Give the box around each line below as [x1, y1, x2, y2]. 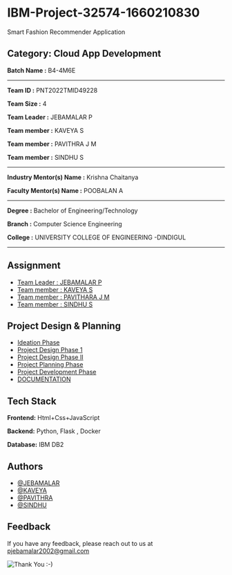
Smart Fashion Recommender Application [7, 28, 126, 36]
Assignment [7, 259, 61, 271]
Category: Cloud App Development [7, 48, 162, 60]
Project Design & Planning [7, 320, 121, 331]
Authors [7, 460, 43, 472]
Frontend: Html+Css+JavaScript [7, 414, 100, 422]
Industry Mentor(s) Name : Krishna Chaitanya [7, 173, 139, 181]
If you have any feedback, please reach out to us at [7, 539, 153, 547]
